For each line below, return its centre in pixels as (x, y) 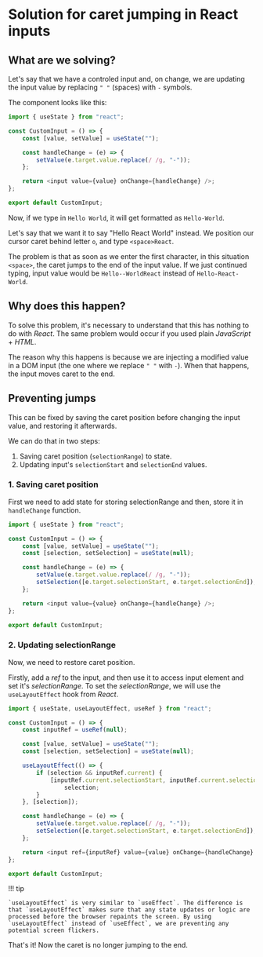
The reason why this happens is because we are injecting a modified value (128, 357)
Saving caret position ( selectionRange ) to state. (95, 456)
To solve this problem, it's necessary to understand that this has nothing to (129, 325)
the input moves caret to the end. (61, 374)
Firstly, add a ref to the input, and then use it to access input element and (126, 678)
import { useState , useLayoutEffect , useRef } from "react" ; (110, 708)
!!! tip (16, 889)
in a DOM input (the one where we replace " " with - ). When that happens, (129, 365)
